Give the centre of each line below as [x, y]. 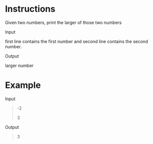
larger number [19, 65]
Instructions [30, 9]
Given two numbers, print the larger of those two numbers [63, 22]
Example [23, 85]
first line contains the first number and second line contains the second [76, 41]
